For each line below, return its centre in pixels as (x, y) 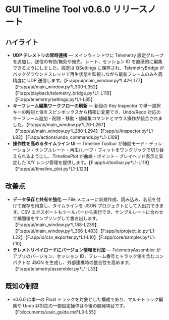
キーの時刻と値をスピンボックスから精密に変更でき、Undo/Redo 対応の (87, 112)
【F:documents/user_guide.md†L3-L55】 (55, 312)
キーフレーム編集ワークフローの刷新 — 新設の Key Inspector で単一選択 (87, 106)
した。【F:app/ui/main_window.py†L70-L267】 (60, 125)
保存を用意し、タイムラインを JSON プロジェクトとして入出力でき (91, 205)
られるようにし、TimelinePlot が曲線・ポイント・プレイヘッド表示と (88, 156)
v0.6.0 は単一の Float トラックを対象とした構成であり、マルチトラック (86, 299)
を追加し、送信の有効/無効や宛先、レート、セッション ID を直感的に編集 (88, 62)
